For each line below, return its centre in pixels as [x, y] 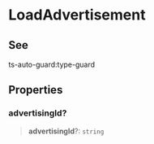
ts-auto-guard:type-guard [52, 64]
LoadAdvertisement [77, 15]
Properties [36, 90]
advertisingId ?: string [66, 131]
